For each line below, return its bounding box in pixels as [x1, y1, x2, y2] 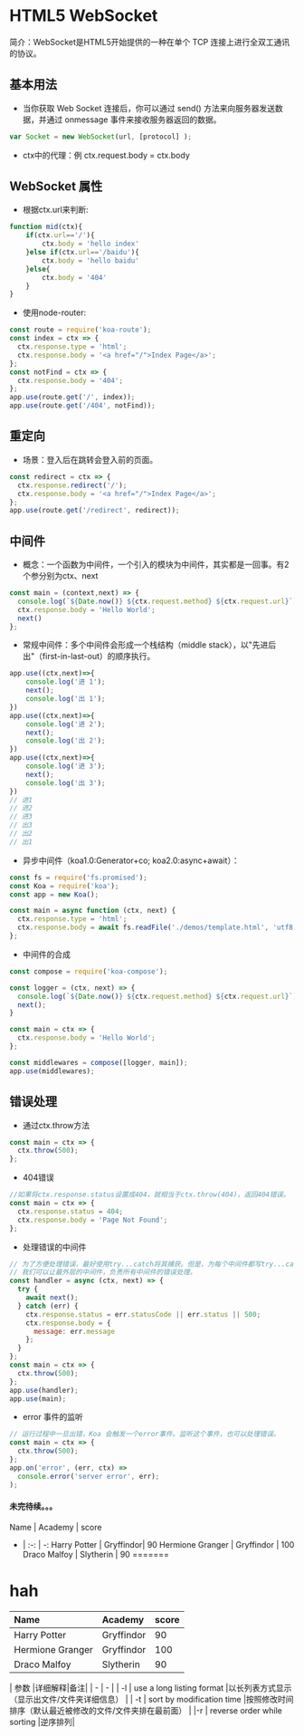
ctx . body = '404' [42, 273, 107, 282]
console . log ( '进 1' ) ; [25, 677, 106, 686]
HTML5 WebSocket [9, 5, 158, 26]
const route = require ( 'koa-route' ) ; [9, 325, 152, 335]
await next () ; [25, 1293, 79, 1302]
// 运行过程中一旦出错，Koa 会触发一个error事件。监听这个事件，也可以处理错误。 [9, 1430, 280, 1439]
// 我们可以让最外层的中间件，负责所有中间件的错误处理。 [9, 1268, 197, 1277]
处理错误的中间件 [22, 1242, 87, 1252]
